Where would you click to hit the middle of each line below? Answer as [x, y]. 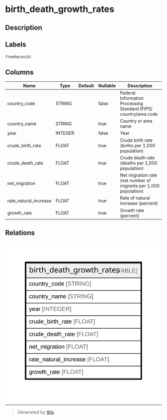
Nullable [107, 85]
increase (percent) [139, 204]
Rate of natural [135, 198]
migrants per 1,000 [140, 186]
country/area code [139, 114]
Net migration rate [139, 175]
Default [86, 85]
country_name [22, 124]
